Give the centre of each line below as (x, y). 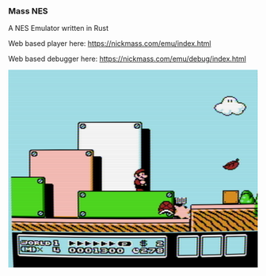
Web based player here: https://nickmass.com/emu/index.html (110, 43)
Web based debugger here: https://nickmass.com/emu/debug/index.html (127, 59)
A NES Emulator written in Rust (59, 28)
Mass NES (28, 11)
